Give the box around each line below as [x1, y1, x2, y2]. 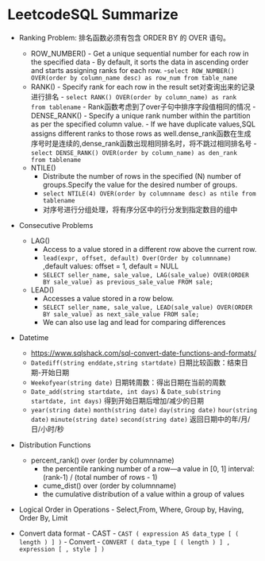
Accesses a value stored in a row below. [42, 293, 175, 303]
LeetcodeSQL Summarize [7, 6, 179, 24]
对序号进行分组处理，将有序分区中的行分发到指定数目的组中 [42, 204, 238, 214]
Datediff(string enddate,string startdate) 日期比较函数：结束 [30, 358, 242, 367]
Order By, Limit [18, 513, 68, 522]
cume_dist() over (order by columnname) [42, 481, 177, 490]
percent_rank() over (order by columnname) [30, 455, 175, 465]
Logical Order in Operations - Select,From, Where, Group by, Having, [18, 505, 244, 514]
